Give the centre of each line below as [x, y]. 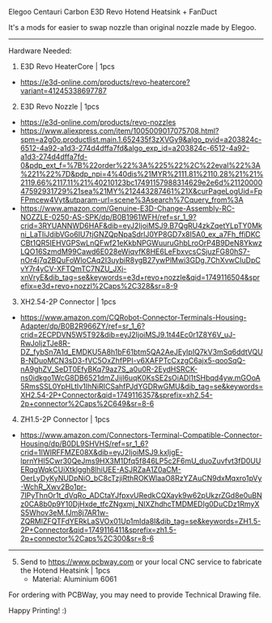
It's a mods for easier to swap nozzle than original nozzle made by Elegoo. [132, 27]
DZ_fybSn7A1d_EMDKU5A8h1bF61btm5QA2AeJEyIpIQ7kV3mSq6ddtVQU [141, 352]
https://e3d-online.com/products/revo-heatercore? [105, 82]
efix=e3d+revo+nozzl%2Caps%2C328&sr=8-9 [99, 286]
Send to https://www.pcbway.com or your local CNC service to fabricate [141, 562]
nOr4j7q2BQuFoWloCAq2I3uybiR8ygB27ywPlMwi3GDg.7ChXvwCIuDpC [140, 260]
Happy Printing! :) [38, 610]
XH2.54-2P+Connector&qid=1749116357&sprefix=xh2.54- [116, 395]
